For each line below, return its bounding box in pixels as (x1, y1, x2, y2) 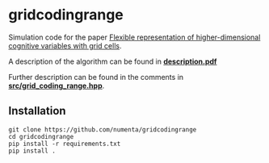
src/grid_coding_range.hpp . (8, 81, 105, 90)
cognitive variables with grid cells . (8, 40, 122, 50)
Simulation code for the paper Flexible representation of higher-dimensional (8, 32, 261, 42)
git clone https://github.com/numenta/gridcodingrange (8, 125, 197, 134)
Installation (8, 104, 66, 118)
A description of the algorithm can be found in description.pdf (8, 56, 217, 66)
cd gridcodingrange (8, 132, 74, 140)
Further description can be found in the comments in (8, 72, 184, 81)
